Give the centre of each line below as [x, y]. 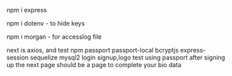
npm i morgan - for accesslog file [54, 37]
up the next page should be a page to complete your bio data [94, 65]
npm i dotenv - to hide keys [45, 23]
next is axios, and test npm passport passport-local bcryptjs [93, 50]
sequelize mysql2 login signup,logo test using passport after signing [128, 57]
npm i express [27, 10]
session [18, 57]
